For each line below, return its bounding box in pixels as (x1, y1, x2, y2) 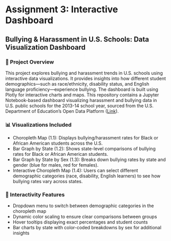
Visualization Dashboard (5, 43, 86, 52)
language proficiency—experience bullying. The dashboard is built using (5, 86, 159, 92)
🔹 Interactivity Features (5, 191, 65, 198)
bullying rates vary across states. (12, 178, 83, 185)
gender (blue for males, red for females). (12, 162, 99, 168)
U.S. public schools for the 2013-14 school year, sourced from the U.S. (5, 103, 154, 109)
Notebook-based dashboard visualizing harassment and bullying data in (5, 97, 157, 103)
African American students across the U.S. (12, 140, 103, 147)
